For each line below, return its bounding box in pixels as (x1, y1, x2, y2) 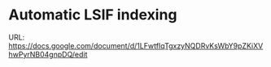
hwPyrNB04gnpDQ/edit (8, 49, 88, 59)
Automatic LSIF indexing (8, 6, 177, 24)
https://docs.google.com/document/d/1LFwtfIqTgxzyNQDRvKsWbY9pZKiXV (8, 40, 264, 50)
